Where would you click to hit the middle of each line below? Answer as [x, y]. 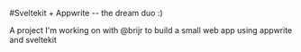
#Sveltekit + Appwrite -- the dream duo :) [87, 13]
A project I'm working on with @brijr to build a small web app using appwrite [151, 30]
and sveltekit [33, 40]
